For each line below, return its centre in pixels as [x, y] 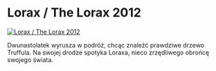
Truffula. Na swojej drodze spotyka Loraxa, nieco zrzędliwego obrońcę [108, 52]
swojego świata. [30, 59]
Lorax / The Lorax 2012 [74, 13]
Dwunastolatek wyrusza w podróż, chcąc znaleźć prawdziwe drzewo [106, 45]
